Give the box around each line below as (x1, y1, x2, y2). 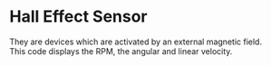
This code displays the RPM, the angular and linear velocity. (9, 45, 233, 56)
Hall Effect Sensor (9, 6, 148, 27)
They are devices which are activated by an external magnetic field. (9, 36, 263, 47)
